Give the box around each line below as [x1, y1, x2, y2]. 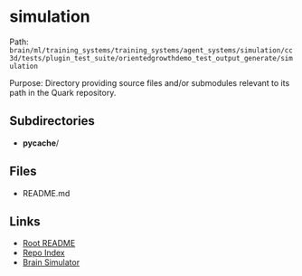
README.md [22, 187, 71, 198]
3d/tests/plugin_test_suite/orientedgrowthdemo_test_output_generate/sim [9, 53, 294, 62]
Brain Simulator [22, 257, 80, 268]
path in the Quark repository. [9, 87, 117, 98]
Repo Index [22, 247, 65, 259]
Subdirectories [9, 113, 95, 128]
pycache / [22, 138, 60, 148]
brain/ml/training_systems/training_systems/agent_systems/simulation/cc [9, 45, 294, 55]
